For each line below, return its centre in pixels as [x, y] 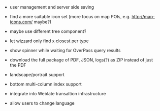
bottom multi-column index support [46, 84]
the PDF [18, 65]
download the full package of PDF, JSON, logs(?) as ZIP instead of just [81, 60]
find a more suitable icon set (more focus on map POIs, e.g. [70, 16]
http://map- [143, 16]
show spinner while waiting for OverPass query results [65, 50]
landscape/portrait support [37, 75]
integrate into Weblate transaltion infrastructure [58, 94]
